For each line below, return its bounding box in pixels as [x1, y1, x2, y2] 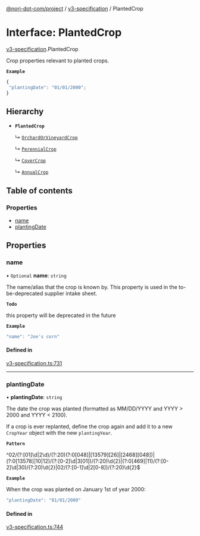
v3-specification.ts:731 [6, 359, 62, 366]
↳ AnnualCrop [14, 168, 49, 175]
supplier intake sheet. [44, 290, 98, 297]
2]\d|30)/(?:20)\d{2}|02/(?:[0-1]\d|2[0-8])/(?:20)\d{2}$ [6, 464, 140, 471]
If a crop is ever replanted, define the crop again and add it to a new [6, 423, 173, 430]
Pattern [6, 441, 26, 447]
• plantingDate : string [6, 394, 62, 401]
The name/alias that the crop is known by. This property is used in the [6, 283, 177, 290]
